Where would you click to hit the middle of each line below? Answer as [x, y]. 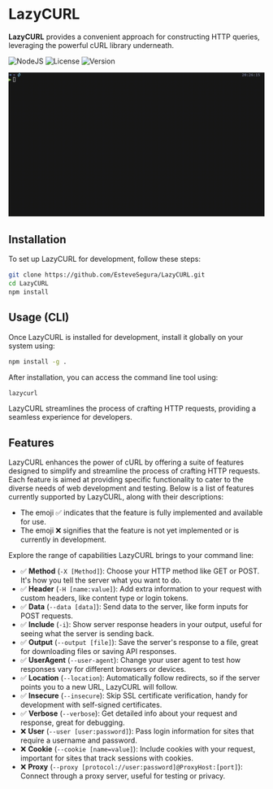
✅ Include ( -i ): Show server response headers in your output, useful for [141, 625]
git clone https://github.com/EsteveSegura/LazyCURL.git [107, 275]
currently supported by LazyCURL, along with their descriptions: [116, 497]
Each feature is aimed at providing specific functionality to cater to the [126, 480]
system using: [32, 346]
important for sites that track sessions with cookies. [106, 758]
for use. [33, 522]
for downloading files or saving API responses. [98, 652]
